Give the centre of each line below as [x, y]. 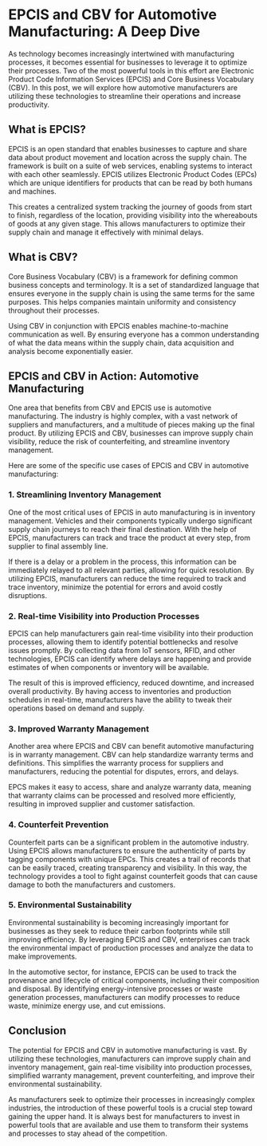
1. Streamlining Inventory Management [85, 494]
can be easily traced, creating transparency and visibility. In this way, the [128, 868]
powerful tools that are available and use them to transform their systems [128, 1124]
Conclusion [37, 1031]
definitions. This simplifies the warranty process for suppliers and [116, 763]
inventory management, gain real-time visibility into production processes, [130, 1067]
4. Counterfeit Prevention [59, 825]
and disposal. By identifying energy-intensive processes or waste [116, 988]
